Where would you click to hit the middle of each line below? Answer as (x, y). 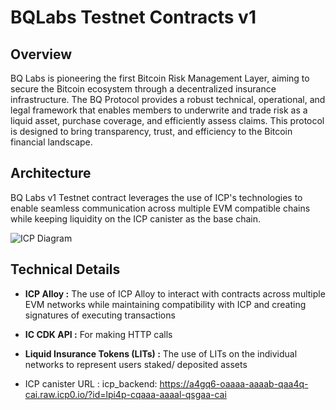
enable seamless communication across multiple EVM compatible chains (160, 208)
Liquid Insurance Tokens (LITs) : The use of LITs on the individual (161, 353)
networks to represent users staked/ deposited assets (136, 364)
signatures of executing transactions (100, 315)
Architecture (51, 173)
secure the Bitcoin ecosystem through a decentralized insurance (143, 89)
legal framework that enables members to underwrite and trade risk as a (159, 110)
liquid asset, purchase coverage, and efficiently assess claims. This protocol (167, 120)
